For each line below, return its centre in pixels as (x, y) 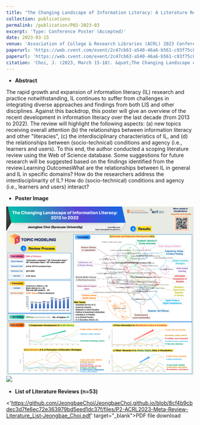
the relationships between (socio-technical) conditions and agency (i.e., (94, 142)
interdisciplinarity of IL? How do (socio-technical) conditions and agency (95, 180)
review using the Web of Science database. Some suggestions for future (95, 155)
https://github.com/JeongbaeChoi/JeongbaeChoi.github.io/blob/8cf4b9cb (102, 403)
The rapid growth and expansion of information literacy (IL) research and (95, 92)
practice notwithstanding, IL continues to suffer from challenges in (88, 98)
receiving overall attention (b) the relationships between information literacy (99, 130)
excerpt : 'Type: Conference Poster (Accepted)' (66, 32)
